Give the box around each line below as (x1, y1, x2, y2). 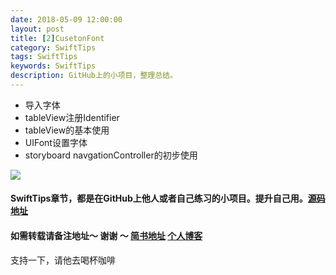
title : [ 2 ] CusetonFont (10, 33, 105, 43)
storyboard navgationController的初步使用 (24, 149, 198, 161)
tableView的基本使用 (24, 124, 110, 136)
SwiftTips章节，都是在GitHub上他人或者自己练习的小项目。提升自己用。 (10, 192, 308, 205)
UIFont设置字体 (24, 136, 88, 148)
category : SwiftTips (10, 42, 97, 53)
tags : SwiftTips (10, 52, 78, 62)
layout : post (10, 24, 65, 34)
